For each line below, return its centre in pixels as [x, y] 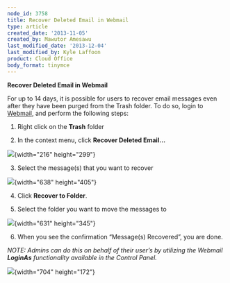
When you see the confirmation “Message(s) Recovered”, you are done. [120, 237]
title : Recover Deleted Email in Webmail [68, 20]
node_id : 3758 [28, 14]
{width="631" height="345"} [55, 223]
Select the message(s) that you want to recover [85, 168]
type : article [28, 26]
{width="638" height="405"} [56, 182]
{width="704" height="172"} [55, 272]
